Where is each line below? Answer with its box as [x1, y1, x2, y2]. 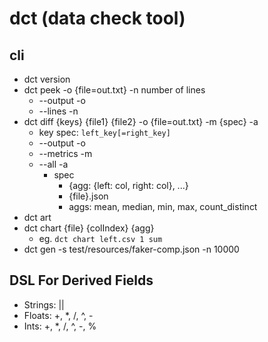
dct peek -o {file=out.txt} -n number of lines [23, 84, 206, 96]
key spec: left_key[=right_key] [38, 127, 171, 138]
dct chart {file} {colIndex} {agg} [23, 222, 155, 234]
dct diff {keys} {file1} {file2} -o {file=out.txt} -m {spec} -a [23, 116, 259, 127]
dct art [23, 212, 52, 223]
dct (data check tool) [9, 7, 186, 30]
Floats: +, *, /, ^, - [23, 309, 94, 321]
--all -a [38, 158, 69, 170]
